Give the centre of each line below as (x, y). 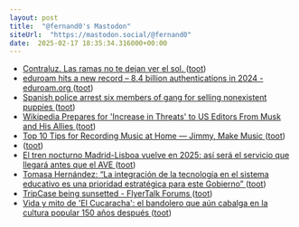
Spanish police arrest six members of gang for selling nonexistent (145, 98)
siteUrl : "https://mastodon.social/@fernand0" (101, 34)
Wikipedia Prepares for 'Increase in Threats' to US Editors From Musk (152, 117)
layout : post (34, 18)
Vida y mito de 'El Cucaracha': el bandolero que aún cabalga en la (145, 203)
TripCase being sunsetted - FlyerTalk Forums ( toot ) (117, 194)
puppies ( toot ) (49, 107)
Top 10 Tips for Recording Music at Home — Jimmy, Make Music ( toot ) (154, 136)
